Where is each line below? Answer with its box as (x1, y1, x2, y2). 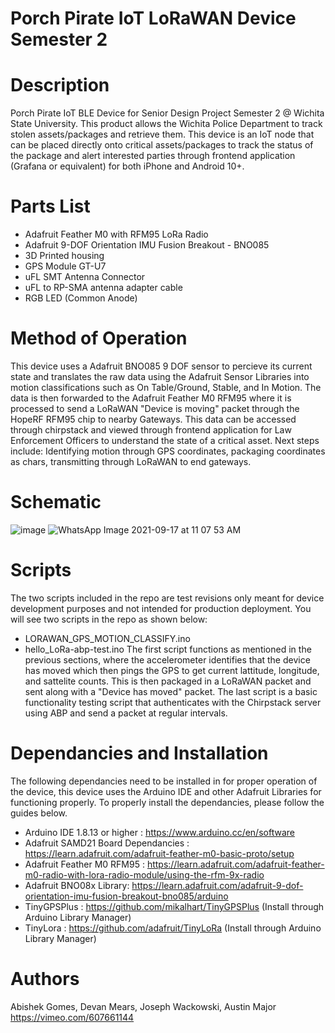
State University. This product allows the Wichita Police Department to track (10, 118, 323, 130)
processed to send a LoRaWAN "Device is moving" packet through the (10, 403, 300, 414)
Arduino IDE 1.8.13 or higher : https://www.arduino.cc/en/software (24, 826, 295, 838)
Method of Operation (10, 327, 188, 350)
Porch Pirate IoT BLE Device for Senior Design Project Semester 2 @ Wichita (10, 107, 325, 119)
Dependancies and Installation (10, 742, 269, 765)
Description (10, 74, 110, 97)
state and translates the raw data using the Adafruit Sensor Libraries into (10, 371, 310, 382)
